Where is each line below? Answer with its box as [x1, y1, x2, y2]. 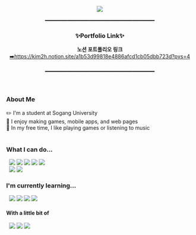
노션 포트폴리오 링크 [77, 46, 123, 53]
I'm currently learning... [6, 181, 77, 190]
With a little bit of [6, 209, 49, 217]
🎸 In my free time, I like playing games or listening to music [6, 124, 150, 131]
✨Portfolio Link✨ [75, 32, 125, 40]
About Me [6, 95, 36, 104]
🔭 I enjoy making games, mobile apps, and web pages [6, 118, 138, 125]
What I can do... [6, 145, 53, 153]
